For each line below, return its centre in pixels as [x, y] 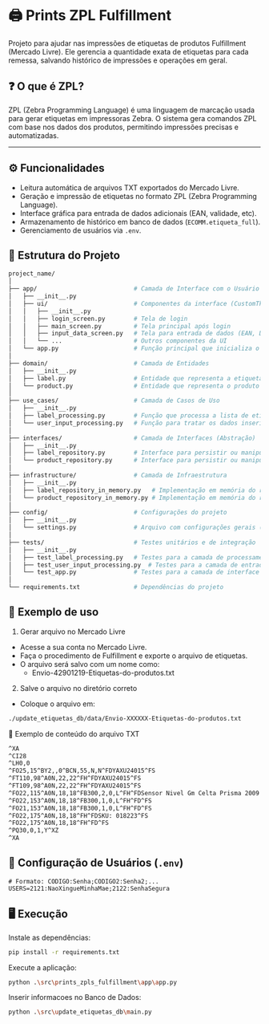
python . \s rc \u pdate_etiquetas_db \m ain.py [80, 1012]
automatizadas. [34, 135]
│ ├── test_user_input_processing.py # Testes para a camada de [123, 565]
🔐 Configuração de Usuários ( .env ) [96, 863]
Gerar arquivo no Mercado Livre [72, 632]
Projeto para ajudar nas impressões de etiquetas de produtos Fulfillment [127, 43]
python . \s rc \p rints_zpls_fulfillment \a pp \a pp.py [93, 982]
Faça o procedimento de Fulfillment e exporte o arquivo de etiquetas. [134, 656]
